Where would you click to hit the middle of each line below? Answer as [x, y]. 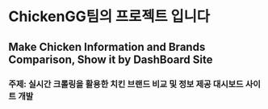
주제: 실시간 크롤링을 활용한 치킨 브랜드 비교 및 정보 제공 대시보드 [126, 84]
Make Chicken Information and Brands [107, 46]
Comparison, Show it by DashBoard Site [111, 59]
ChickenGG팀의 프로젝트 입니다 [109, 17]
